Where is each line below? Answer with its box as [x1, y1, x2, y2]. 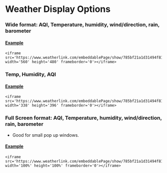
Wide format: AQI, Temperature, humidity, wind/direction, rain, [5, 21, 160, 28]
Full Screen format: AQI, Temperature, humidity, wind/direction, [5, 114, 162, 121]
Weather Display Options [5, 3, 111, 15]
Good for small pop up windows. [12, 132, 80, 138]
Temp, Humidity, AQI [5, 71, 56, 78]
